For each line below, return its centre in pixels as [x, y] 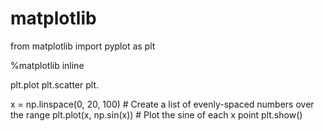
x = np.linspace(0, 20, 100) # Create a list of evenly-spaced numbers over [162, 104]
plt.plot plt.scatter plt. [54, 84]
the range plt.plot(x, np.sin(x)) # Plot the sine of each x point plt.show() [156, 114]
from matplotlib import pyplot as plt [83, 46]
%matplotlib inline [47, 65]
